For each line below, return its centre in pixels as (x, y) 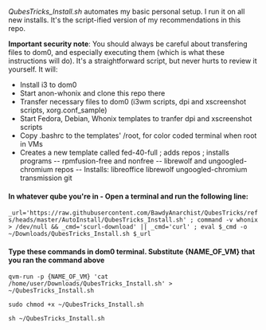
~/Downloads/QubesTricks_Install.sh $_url (80, 234)
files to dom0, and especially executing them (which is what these (117, 52)
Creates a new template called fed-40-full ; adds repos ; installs (124, 152)
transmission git (46, 178)
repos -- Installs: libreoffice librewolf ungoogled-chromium (151, 169)
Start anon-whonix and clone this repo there (92, 93)
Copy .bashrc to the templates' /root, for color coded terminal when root (138, 136)
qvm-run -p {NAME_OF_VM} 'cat (59, 277)
